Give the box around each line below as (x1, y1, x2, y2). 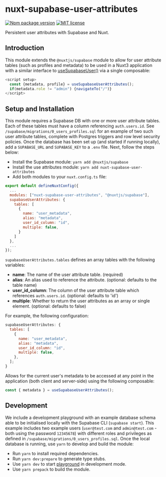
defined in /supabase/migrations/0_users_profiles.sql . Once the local (5, 435, 150, 441)
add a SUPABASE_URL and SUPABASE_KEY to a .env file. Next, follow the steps (5, 144, 155, 150)
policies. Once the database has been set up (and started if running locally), (5, 139, 160, 145)
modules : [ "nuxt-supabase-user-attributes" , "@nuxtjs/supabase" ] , (9, 192, 150, 198)
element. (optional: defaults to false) (12, 303, 87, 309)
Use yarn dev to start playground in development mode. (12, 461, 126, 467)
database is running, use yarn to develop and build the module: (5, 441, 134, 447)
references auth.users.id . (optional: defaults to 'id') (12, 293, 119, 299)
